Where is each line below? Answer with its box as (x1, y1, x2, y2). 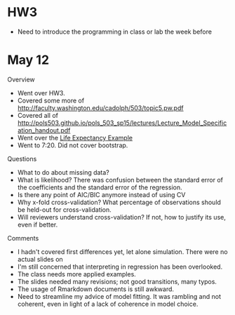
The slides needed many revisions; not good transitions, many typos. (17, 277, 217, 286)
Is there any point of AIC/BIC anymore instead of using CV (17, 190, 186, 199)
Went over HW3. (17, 88, 65, 97)
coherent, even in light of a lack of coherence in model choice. (17, 300, 199, 308)
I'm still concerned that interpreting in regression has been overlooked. (17, 262, 223, 271)
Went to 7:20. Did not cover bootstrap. (17, 141, 128, 149)
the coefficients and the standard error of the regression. (17, 183, 182, 192)
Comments (7, 234, 39, 242)
